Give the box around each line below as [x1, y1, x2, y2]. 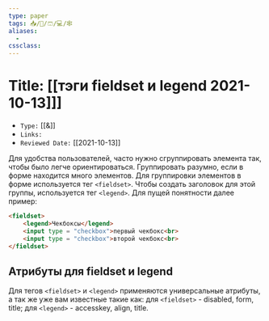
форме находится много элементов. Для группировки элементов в [8, 171, 242, 180]
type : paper [8, 11, 48, 20]
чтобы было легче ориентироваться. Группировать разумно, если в [8, 163, 244, 172]
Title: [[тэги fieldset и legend [8, 77, 208, 95]
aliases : [8, 27, 38, 35]
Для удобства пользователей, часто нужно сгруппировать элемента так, [8, 154, 263, 163]
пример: [8, 196, 38, 206]
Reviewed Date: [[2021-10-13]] [19, 138, 121, 148]
